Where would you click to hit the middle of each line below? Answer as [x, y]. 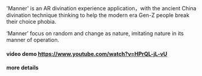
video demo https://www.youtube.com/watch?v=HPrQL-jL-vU [87, 54]
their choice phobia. [31, 22]
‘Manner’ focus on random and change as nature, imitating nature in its [95, 33]
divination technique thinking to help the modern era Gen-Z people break [98, 15]
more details [23, 67]
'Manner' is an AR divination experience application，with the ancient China [101, 8]
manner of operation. [33, 40]
